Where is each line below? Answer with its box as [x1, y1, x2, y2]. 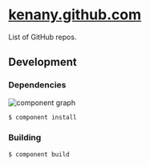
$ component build [8, 150, 70, 158]
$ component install [8, 113, 78, 121]
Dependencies [8, 79, 67, 91]
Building [8, 132, 42, 144]
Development [8, 55, 78, 69]
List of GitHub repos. [8, 32, 77, 42]
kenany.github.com [8, 6, 142, 24]
